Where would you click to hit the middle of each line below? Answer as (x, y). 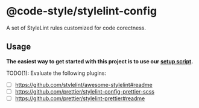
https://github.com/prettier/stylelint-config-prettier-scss (85, 91)
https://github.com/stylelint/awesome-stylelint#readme (84, 84)
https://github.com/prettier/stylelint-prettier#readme (80, 98)
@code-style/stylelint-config (82, 11)
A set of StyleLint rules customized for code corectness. (76, 28)
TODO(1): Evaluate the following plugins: (56, 73)
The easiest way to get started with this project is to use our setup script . (100, 61)
